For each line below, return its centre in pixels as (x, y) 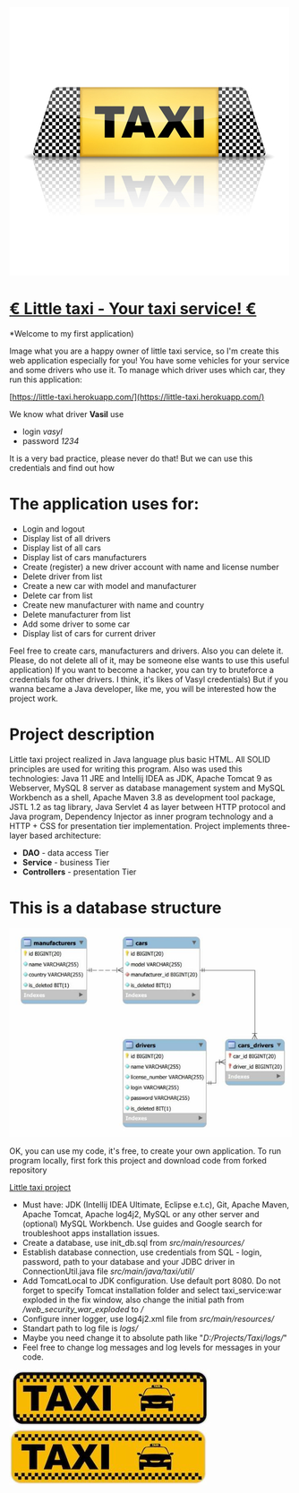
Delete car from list (57, 595)
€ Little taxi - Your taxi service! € (133, 309)
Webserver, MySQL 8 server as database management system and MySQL (147, 788)
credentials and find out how (62, 467)
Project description (82, 734)
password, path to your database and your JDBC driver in (128, 1262)
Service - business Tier (66, 862)
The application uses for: (104, 504)
